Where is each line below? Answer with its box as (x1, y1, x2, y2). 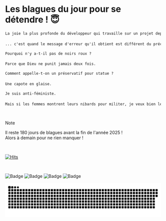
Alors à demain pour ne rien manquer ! (5, 135, 83, 141)
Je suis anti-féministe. (5, 91, 56, 96)
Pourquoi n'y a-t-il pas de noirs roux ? (5, 51, 92, 56)
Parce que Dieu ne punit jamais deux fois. (5, 61, 96, 66)
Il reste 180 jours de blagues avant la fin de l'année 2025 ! (5, 130, 123, 136)
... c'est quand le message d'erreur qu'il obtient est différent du (5, 41, 152, 47)
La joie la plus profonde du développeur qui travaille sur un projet (5, 31, 154, 36)
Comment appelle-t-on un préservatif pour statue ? (5, 71, 114, 76)
